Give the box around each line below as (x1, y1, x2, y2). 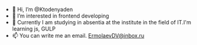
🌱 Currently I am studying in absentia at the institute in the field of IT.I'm (12, 19, 192, 26)
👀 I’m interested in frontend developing (12, 12, 109, 19)
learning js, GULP (12, 25, 56, 32)
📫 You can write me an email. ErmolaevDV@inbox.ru (12, 32, 144, 39)
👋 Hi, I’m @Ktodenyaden (12, 6, 73, 13)
